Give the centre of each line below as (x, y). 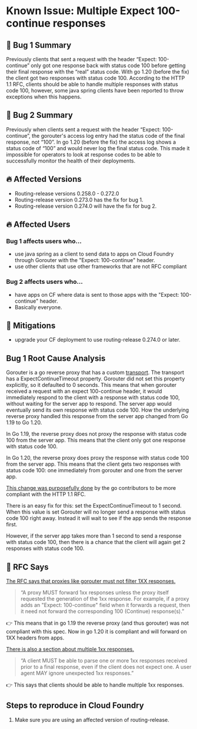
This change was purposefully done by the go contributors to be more (91, 488)
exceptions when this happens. (44, 97)
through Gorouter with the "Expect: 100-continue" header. (85, 260)
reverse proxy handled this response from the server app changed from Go (97, 416)
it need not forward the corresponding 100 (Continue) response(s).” (102, 611)
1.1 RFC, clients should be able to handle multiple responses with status (92, 84)
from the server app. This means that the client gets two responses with (93, 464)
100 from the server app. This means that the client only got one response (96, 440)
